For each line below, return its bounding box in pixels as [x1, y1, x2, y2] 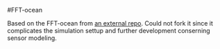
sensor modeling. [7, 34, 57, 42]
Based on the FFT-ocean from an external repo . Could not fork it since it [7, 19, 214, 27]
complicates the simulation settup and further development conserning [7, 27, 210, 35]
